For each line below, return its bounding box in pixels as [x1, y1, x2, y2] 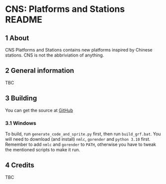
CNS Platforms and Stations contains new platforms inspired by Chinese [5, 47, 153, 53]
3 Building [5, 94, 37, 103]
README [5, 14, 43, 25]
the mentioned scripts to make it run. [5, 146, 80, 152]
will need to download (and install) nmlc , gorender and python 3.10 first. [5, 136, 151, 142]
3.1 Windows [5, 120, 36, 126]
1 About [5, 34, 29, 42]
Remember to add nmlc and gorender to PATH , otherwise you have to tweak [5, 141, 156, 147]
